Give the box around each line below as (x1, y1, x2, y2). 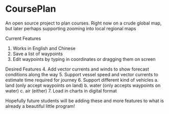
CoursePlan (5, 3, 56, 15)
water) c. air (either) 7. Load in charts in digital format (5, 87, 117, 94)
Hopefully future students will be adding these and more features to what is (5, 98, 164, 104)
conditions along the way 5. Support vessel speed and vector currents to (5, 71, 158, 77)
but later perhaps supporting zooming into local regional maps (5, 25, 136, 31)
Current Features (5, 35, 41, 41)
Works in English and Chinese (12, 45, 76, 51)
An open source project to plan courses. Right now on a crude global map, (5, 20, 162, 26)
